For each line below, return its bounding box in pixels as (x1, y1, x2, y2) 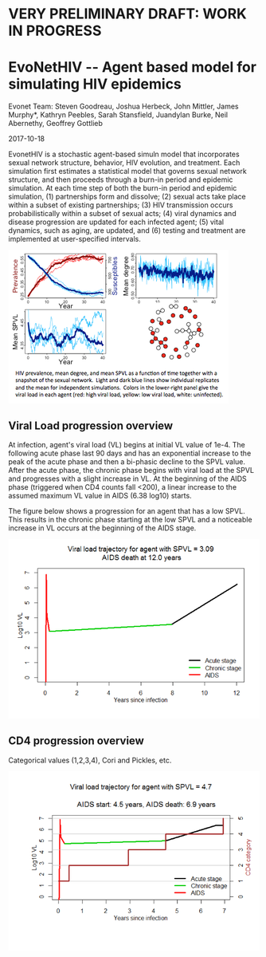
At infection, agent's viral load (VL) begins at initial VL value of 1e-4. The (8, 439, 245, 449)
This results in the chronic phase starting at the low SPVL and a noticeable (8, 514, 252, 524)
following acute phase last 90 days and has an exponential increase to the (8, 448, 252, 458)
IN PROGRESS (8, 22, 102, 40)
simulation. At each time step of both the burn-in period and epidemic (8, 183, 237, 193)
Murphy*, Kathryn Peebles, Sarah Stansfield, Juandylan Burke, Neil (8, 110, 229, 120)
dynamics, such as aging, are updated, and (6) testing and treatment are (8, 226, 246, 235)
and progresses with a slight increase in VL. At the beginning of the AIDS (8, 474, 247, 483)
